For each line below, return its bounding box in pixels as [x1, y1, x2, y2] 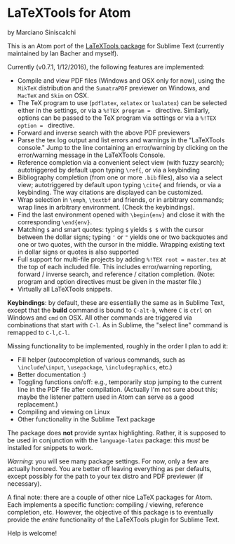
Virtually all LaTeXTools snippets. [17, 285, 113, 293]
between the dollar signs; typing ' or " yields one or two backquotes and [17, 233, 228, 241]
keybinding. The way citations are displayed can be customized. [17, 188, 203, 196]
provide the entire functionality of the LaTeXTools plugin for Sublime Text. [7, 515, 220, 524]
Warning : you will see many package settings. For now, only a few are [7, 457, 209, 465]
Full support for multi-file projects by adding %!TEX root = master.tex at [17, 254, 227, 264]
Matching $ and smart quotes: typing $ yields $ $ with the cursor [17, 225, 204, 233]
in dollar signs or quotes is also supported [17, 247, 139, 256]
